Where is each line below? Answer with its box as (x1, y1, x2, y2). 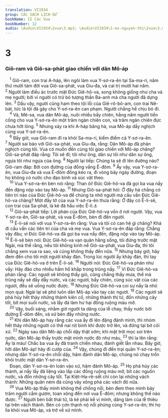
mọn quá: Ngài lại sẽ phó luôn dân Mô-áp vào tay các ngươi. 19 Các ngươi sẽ (5, 288, 162, 295)
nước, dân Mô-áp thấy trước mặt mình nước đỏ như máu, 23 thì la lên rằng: (5, 334, 158, 340)
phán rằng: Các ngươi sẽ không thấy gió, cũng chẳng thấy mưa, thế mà (5, 271, 151, 277)
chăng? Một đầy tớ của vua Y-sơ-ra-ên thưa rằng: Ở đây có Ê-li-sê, (18, 197, 157, 203)
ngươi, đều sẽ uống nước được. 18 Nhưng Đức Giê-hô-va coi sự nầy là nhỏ (5, 282, 157, 289)
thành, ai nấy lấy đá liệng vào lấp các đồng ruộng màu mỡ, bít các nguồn (5, 368, 155, 374)
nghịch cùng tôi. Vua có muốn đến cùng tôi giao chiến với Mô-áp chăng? (5, 146, 155, 152)
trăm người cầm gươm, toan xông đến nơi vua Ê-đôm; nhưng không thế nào (5, 390, 160, 396)
